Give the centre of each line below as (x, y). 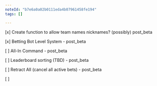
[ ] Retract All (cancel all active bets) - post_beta (53, 69)
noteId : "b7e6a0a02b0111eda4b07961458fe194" (51, 9)
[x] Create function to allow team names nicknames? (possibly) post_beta (79, 32)
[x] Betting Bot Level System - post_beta (45, 41)
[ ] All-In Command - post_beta (36, 51)
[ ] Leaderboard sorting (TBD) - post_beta (47, 60)
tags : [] (14, 14)
